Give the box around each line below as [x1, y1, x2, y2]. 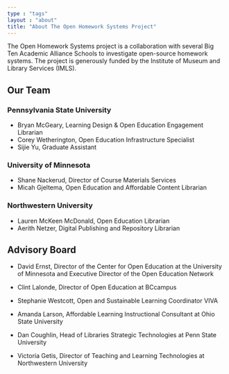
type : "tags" [7, 10, 49, 17]
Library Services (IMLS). [7, 64, 77, 73]
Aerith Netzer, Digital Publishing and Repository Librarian [17, 223, 180, 232]
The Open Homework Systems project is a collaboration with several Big [7, 42, 214, 51]
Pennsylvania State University [7, 105, 112, 114]
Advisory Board [7, 244, 76, 256]
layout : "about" [7, 17, 58, 24]
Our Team [7, 84, 51, 96]
